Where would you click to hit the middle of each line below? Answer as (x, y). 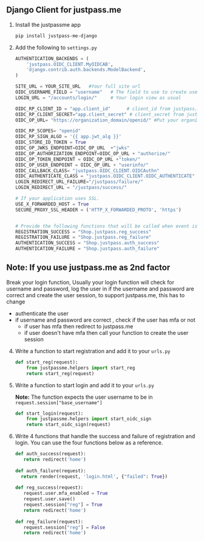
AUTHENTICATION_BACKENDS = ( (52, 58)
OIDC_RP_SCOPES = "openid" (48, 131)
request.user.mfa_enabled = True (66, 494)
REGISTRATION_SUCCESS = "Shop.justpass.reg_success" (83, 232)
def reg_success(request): (49, 488)
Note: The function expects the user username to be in (84, 397)
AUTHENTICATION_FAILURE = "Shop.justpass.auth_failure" (87, 249)
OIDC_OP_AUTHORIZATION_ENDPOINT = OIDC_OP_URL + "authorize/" (93, 153)
